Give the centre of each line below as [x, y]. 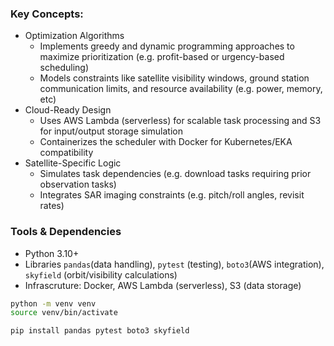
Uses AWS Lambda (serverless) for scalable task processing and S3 [180, 121]
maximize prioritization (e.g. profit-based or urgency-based [162, 57]
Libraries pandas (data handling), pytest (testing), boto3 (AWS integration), [174, 264]
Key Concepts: [47, 14]
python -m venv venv [53, 303]
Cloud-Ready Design [68, 110]
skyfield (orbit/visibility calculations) [101, 274]
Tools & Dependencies [66, 232]
